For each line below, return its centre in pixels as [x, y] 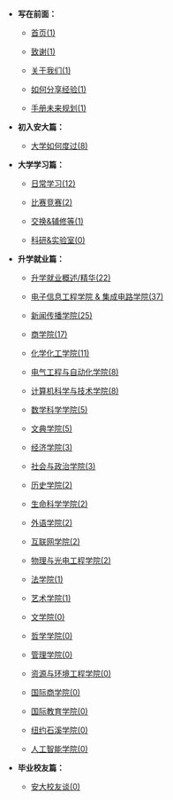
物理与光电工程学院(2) [71, 561]
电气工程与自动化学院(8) [75, 372]
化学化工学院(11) [60, 353]
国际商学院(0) [56, 692]
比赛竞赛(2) [52, 202]
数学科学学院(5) [59, 410]
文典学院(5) [52, 428]
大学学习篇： [41, 165]
